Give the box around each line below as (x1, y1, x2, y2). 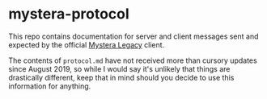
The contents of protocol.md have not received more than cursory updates (8, 56, 257, 65)
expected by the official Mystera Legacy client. (8, 39, 165, 49)
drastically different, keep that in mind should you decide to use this (8, 72, 235, 82)
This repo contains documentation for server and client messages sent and (8, 31, 259, 41)
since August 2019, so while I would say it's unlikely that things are (8, 64, 231, 73)
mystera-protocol (8, 5, 129, 23)
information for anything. (8, 81, 91, 91)
